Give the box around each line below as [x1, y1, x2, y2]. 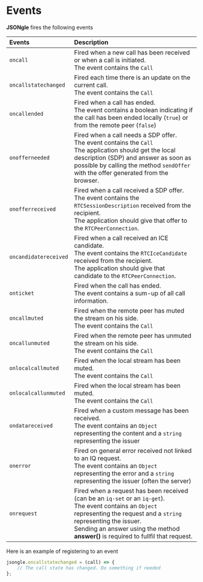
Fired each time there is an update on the [74, 73, 190, 82]
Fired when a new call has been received [74, 48, 190, 56]
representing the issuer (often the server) [74, 477, 192, 485]
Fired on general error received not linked [74, 446, 192, 455]
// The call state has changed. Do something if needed [17, 564, 161, 571]
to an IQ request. [74, 454, 121, 462]
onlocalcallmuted [9, 365, 59, 371]
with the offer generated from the [74, 168, 169, 177]
